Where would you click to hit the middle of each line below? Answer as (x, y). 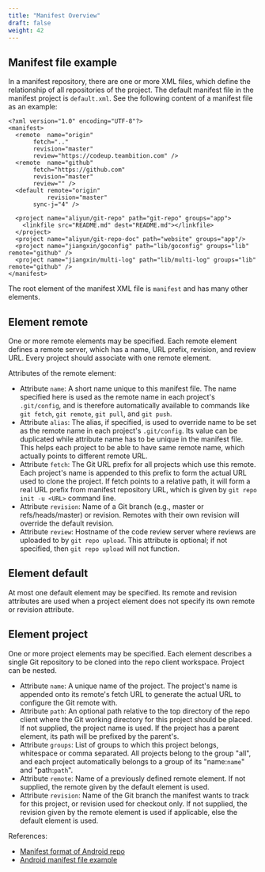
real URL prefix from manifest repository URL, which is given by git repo (138, 490)
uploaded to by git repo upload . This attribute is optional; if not (123, 540)
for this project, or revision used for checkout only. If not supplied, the (133, 803)
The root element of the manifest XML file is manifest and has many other (128, 289)
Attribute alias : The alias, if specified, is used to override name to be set (138, 422)
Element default (48, 574)
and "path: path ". (46, 770)
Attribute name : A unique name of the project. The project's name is (129, 686)
